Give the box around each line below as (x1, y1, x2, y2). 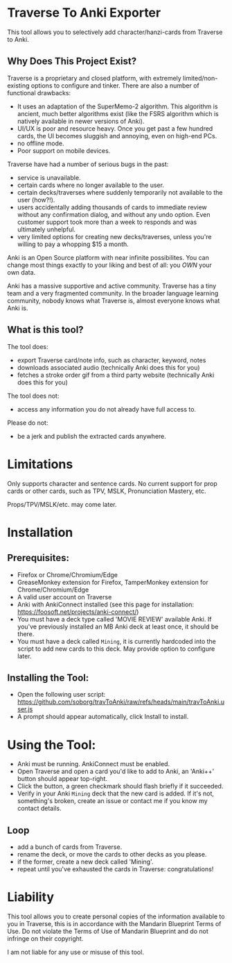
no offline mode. (17, 139, 64, 147)
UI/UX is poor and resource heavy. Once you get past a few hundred (17, 124, 213, 133)
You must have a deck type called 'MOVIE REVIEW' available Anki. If (17, 615, 212, 623)
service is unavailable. (17, 173, 81, 181)
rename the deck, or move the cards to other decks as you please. (17, 850, 207, 859)
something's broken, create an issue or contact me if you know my (17, 797, 208, 805)
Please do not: (7, 419, 48, 427)
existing (7, 81, 30, 90)
